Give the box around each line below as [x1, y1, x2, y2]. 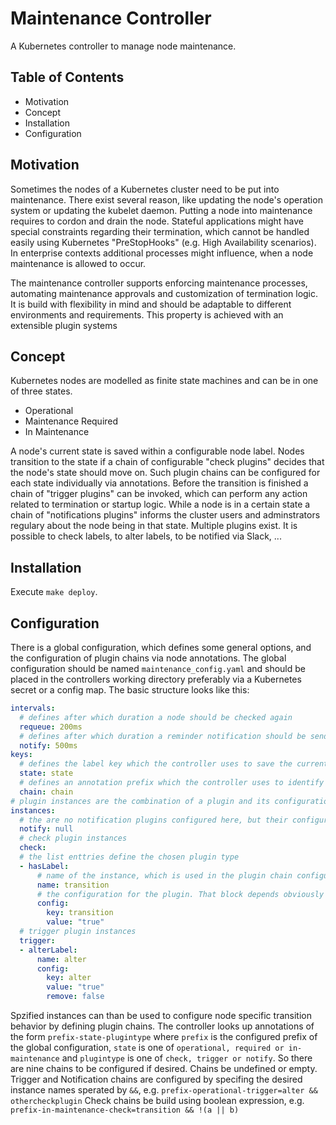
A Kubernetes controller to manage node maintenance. [10, 40, 237, 52]
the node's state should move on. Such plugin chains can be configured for [10, 467, 321, 479]
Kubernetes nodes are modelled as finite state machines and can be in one [10, 375, 319, 387]
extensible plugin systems [10, 319, 118, 331]
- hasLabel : [19, 861, 70, 871]
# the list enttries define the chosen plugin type [19, 852, 240, 862]
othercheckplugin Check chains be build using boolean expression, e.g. [10, 1095, 305, 1106]
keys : [10, 750, 33, 760]
